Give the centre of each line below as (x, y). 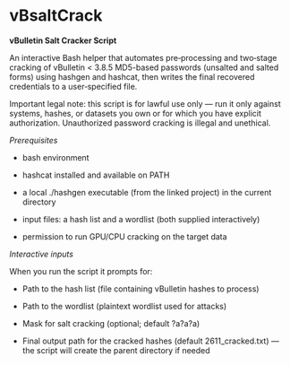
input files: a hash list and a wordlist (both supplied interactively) (141, 219)
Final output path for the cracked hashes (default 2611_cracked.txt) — (150, 341)
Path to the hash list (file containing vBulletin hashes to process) (141, 289)
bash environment (55, 157)
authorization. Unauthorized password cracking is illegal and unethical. (140, 123)
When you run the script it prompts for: (81, 271)
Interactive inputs (42, 254)
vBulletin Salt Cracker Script (63, 40)
